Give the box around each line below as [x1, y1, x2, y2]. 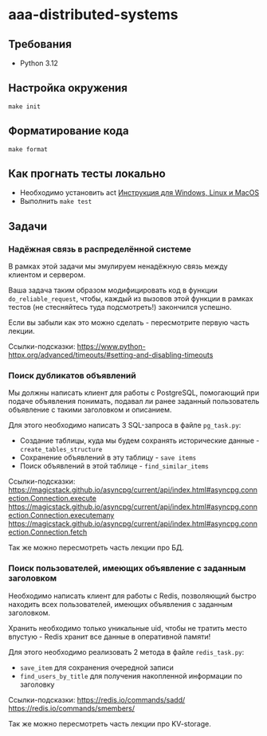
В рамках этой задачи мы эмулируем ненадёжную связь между [8, 261, 229, 272]
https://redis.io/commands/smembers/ [8, 703, 135, 713]
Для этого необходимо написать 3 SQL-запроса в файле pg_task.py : [8, 421, 241, 430]
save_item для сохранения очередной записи [19, 663, 174, 672]
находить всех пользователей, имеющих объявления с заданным [8, 599, 234, 609]
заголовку [19, 679, 55, 689]
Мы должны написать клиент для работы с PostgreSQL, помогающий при [8, 388, 260, 397]
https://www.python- [77, 342, 146, 351]
